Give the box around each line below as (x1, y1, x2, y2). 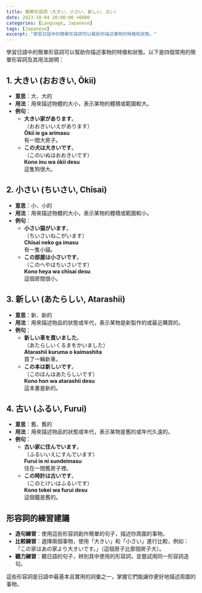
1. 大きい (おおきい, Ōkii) (6, 75, 97, 85)
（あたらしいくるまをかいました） (23, 341, 109, 349)
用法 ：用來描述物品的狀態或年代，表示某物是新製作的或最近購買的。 (14, 318, 184, 326)
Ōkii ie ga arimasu (23, 129, 70, 136)
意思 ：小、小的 (14, 202, 52, 209)
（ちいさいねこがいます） (23, 232, 88, 239)
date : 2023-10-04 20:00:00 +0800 (6, 14, 90, 20)
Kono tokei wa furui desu (23, 486, 88, 494)
